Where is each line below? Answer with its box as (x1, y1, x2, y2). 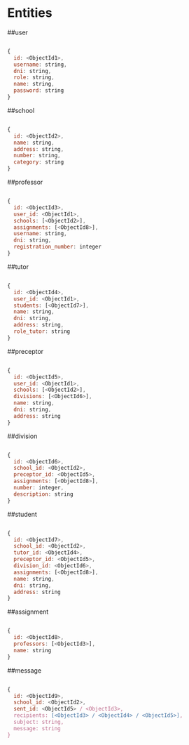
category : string (13, 159, 64, 166)
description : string (13, 490, 73, 498)
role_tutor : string (13, 328, 71, 335)
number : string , (13, 152, 61, 159)
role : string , (13, 74, 55, 81)
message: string (13, 725, 61, 732)
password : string (13, 87, 64, 94)
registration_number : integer (13, 244, 101, 251)
